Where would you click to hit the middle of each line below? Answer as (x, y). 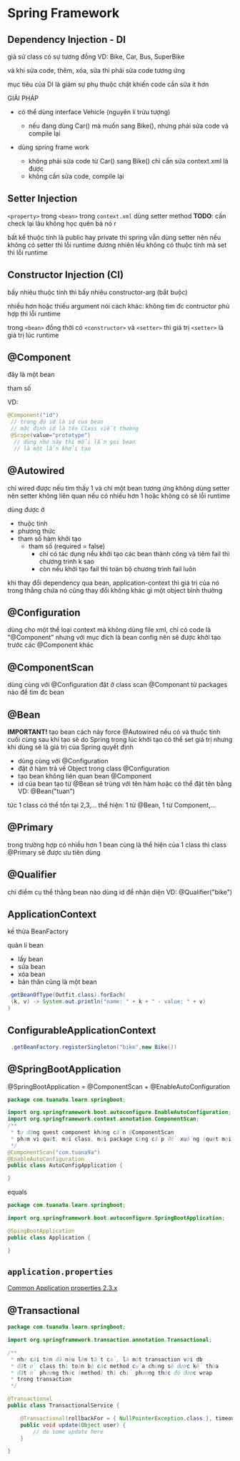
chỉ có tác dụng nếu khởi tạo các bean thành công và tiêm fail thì (134, 553)
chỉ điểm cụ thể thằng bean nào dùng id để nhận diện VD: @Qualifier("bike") (120, 892)
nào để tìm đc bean (36, 692)
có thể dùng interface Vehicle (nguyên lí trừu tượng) (94, 112)
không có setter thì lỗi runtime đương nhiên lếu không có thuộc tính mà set (117, 245)
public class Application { (49, 1237)
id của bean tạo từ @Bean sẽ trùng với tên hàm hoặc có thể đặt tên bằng (125, 783)
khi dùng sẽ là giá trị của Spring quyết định (71, 747)
